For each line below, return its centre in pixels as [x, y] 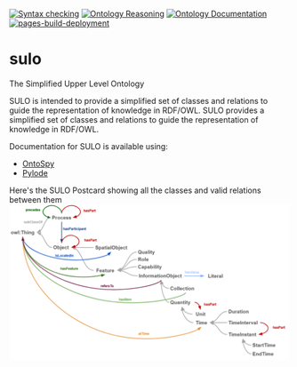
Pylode [35, 172]
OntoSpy [38, 164]
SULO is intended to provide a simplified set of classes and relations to [139, 100]
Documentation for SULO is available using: [89, 146]
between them [36, 199]
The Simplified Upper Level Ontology [77, 84]
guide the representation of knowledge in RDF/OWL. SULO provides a [137, 110]
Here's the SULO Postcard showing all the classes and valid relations [135, 190]
